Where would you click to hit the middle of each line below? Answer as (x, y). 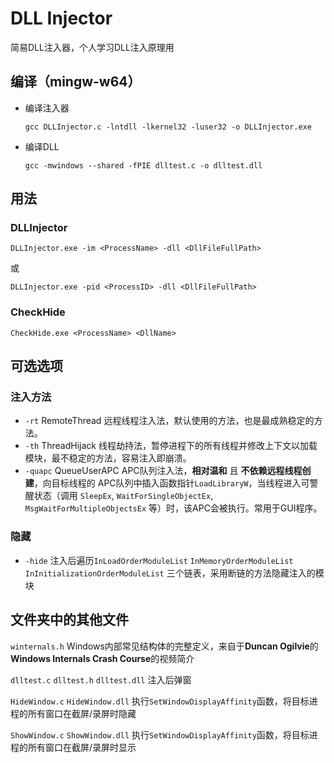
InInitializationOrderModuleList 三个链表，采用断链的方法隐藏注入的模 (174, 573)
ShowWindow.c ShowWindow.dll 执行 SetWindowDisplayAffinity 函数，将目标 (160, 734)
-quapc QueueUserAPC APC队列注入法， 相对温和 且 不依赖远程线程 (163, 471)
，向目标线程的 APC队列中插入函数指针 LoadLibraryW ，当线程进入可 (171, 483)
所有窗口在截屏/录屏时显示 (82, 747)
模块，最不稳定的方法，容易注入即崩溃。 (108, 458)
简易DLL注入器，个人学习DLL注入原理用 (92, 47)
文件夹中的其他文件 (69, 620)
